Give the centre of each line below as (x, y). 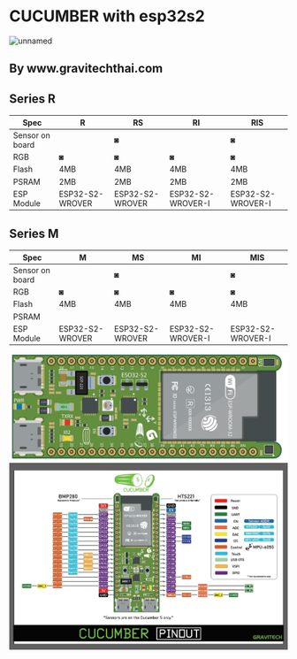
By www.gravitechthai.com (86, 69)
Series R (32, 99)
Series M (34, 233)
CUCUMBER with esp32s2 (107, 16)
